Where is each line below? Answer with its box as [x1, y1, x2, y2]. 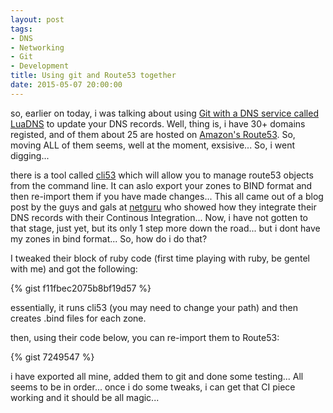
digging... [10, 149, 50, 161]
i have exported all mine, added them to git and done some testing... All [10, 370, 304, 382]
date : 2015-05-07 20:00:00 [10, 80, 123, 90]
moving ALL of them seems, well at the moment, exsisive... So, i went [10, 139, 296, 151]
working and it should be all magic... [10, 391, 160, 403]
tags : [10, 24, 33, 34]
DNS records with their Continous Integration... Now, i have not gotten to [10, 211, 308, 223]
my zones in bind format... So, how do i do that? [10, 232, 208, 245]
